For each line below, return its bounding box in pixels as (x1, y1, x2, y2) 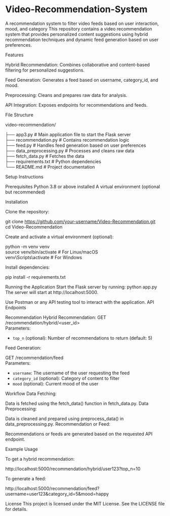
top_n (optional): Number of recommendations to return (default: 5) (12, 335, 153, 341)
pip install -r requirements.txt (5, 274, 66, 280)
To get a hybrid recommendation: (5, 456, 75, 462)
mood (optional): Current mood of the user (12, 380, 99, 386)
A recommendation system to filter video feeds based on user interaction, (5, 20, 159, 26)
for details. (5, 506, 28, 512)
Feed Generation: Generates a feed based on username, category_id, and (5, 77, 158, 83)
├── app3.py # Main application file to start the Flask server (5, 131, 131, 138)
